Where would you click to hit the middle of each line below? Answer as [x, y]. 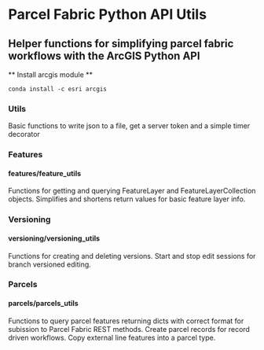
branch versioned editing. [50, 264]
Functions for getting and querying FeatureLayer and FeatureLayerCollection [132, 191]
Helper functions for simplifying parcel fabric [121, 44]
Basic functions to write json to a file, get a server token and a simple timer [129, 126]
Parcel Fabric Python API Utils [107, 15]
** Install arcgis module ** [50, 75]
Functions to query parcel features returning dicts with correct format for [126, 321]
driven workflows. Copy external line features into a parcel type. [112, 337]
